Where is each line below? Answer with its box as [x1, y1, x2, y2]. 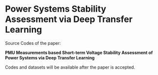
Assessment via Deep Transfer [5, 14, 133, 25]
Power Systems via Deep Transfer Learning [5, 55, 95, 60]
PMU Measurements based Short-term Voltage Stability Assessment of [5, 50, 153, 56]
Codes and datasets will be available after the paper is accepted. [5, 64, 136, 70]
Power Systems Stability [5, 3, 106, 15]
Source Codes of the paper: [5, 40, 61, 46]
